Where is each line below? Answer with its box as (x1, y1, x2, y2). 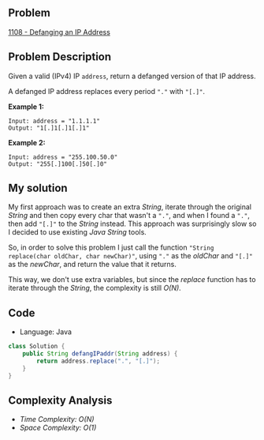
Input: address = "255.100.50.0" (8, 153, 118, 161)
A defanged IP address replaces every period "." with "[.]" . (8, 86, 206, 96)
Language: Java (19, 327, 73, 337)
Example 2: (8, 137, 46, 147)
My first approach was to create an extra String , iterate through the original (8, 202, 252, 212)
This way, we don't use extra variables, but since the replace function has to (8, 275, 256, 284)
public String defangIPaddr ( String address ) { (22, 350, 178, 358)
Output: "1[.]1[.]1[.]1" (8, 124, 90, 132)
